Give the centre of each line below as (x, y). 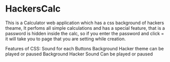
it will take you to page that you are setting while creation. (65, 39)
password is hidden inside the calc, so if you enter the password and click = (85, 33)
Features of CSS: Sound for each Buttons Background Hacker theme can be (84, 48)
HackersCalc (33, 9)
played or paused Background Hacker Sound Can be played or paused (79, 54)
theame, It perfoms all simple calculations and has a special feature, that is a (85, 28)
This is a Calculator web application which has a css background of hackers (85, 23)
